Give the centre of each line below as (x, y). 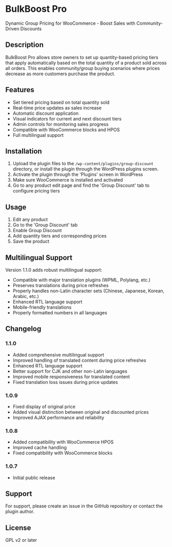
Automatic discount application (45, 113)
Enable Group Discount (37, 231)
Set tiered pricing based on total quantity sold (61, 102)
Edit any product (30, 220)
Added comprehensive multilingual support (58, 355)
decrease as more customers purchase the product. (60, 74)
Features (20, 90)
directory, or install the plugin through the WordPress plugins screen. (85, 169)
